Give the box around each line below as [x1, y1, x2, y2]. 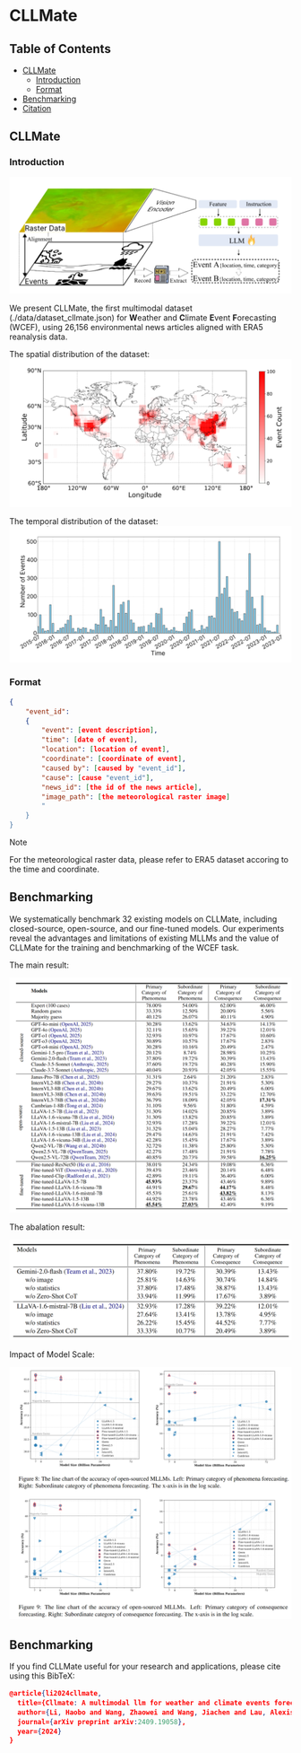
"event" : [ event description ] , [41, 726, 159, 735]
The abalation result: [9, 1222, 85, 1232]
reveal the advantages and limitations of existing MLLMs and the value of [9, 933, 279, 943]
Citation [21, 103, 52, 113]
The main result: [9, 960, 70, 970]
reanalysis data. [9, 331, 68, 342]
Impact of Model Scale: [9, 1349, 96, 1360]
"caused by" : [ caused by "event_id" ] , [41, 764, 186, 773]
